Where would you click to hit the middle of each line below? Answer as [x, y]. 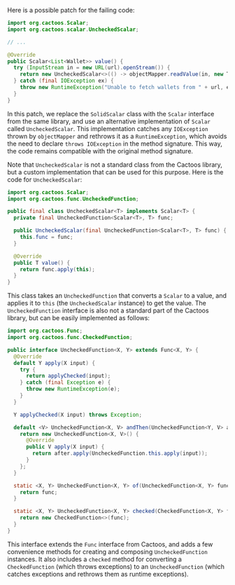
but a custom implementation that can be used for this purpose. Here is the [115, 172]
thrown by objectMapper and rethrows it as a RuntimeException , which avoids [117, 136]
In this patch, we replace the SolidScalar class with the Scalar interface [111, 113]
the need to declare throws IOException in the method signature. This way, [115, 144]
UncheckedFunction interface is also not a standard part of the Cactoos [108, 310]
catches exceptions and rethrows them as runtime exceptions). [98, 574]
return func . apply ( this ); [58, 269]
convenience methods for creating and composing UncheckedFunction [107, 551]
